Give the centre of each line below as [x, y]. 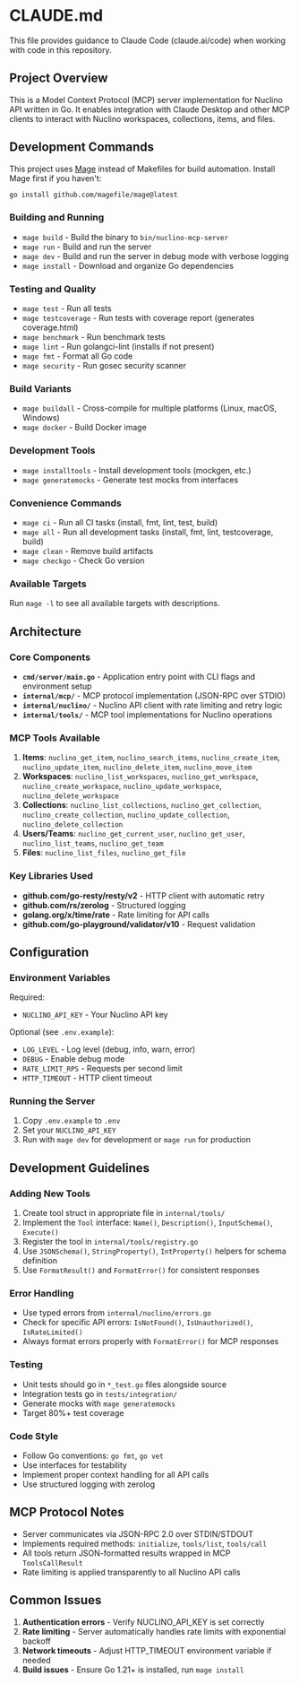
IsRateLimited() [52, 1332]
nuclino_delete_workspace [70, 796]
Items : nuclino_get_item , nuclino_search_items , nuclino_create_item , [151, 758]
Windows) [41, 418]
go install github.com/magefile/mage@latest [94, 195]
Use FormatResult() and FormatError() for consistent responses [141, 1271]
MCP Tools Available [55, 738]
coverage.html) [50, 327]
